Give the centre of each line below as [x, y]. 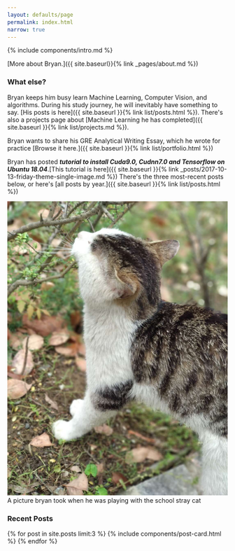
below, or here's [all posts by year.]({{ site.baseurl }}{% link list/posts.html [114, 184]
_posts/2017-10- [204, 169]
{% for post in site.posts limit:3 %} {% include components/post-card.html [114, 533]
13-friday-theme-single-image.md [56, 176]
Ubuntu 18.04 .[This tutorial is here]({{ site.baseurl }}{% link [93, 169]
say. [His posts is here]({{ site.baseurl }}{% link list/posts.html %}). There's [115, 112]
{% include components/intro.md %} [60, 50]
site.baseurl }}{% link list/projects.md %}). [68, 127]
